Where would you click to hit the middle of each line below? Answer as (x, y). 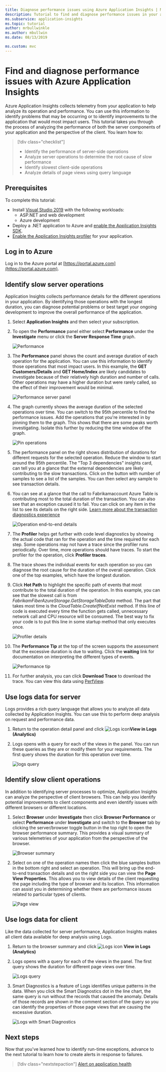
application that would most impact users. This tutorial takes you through (79, 122)
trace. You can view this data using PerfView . (58, 681)
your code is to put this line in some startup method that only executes (84, 622)
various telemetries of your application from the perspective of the (80, 838)
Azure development (40, 220)
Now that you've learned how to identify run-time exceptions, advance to (80, 1049)
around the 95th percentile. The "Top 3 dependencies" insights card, (82, 463)
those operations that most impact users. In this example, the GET (80, 367)
